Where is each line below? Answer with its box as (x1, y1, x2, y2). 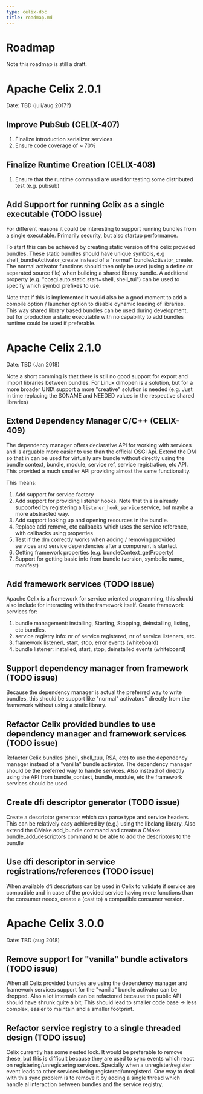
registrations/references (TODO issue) (6, 866, 155, 876)
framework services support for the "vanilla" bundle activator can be (6, 986, 178, 993)
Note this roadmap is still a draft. (6, 61, 88, 68)
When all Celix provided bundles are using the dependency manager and (6, 979, 188, 987)
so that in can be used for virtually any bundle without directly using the (6, 454, 185, 461)
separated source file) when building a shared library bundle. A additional (6, 269, 189, 276)
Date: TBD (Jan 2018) (6, 361, 60, 368)
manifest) (14, 561, 39, 569)
